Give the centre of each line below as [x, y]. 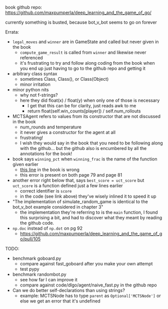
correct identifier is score [46, 191]
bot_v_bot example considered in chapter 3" [58, 207]
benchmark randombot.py [39, 274]
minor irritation [35, 84]
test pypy [30, 269]
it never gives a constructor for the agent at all [68, 132]
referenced [31, 58]
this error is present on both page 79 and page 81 [71, 175]
